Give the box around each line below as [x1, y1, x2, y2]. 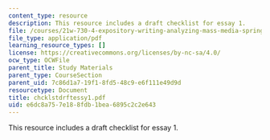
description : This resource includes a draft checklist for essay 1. [8, 19, 247, 27]
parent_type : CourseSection [8, 71, 103, 79]
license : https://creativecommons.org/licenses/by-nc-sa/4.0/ [8, 49, 221, 57]
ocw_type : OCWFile [8, 57, 70, 65]
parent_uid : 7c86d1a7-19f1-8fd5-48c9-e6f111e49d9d [8, 78, 182, 86]
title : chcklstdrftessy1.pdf [8, 94, 106, 102]
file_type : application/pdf [8, 34, 103, 42]
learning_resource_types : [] [8, 42, 106, 50]
